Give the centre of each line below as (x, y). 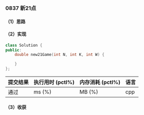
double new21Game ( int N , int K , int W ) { (59, 55)
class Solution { (24, 45)
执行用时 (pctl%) (54, 82)
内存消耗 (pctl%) (100, 82)
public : (14, 50)
